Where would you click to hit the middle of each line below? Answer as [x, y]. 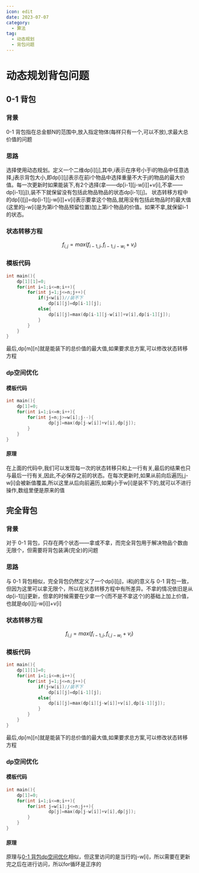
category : [18, 23]
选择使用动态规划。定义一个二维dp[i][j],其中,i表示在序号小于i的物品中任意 [95, 170]
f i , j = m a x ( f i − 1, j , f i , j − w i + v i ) [99, 634]
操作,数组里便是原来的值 [36, 490]
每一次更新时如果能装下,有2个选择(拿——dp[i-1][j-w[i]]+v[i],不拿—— [99, 185]
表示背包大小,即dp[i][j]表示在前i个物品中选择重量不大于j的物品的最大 [97, 178]
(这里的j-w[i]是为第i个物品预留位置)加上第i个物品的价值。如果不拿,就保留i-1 [97, 207]
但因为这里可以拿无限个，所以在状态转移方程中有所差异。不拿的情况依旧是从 [99, 588]
